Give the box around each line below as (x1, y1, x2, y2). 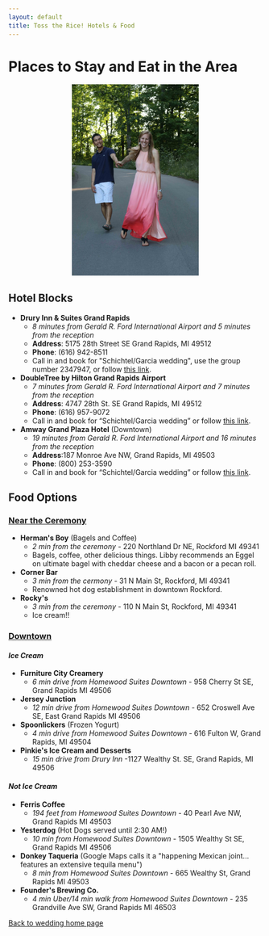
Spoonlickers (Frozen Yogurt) (19, 720, 120, 730)
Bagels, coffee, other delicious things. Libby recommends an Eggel (31, 550, 255, 560)
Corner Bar (19, 568, 58, 577)
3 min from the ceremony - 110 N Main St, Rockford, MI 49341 (31, 602, 237, 611)
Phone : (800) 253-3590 (31, 459, 113, 468)
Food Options (8, 491, 78, 504)
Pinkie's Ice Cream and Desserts (19, 745, 131, 755)
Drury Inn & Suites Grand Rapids (19, 313, 130, 322)
